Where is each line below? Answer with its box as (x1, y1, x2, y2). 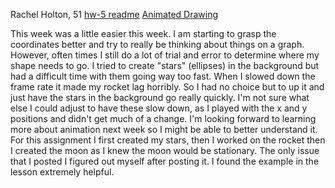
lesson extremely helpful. (10, 166, 115, 178)
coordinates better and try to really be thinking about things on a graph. (10, 39, 305, 50)
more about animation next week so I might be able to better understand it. (10, 124, 318, 135)
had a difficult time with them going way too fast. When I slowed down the (10, 70, 316, 82)
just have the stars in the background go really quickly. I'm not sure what (10, 92, 310, 103)
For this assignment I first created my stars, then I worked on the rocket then (10, 134, 326, 146)
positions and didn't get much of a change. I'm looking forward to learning (10, 113, 317, 124)
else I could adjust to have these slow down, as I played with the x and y (10, 102, 308, 114)
